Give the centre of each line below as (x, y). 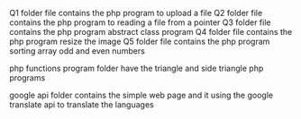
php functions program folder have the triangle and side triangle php (137, 68)
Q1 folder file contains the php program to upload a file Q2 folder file (136, 13)
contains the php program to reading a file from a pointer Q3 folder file (140, 22)
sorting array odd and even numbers (78, 51)
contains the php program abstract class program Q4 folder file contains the (151, 32)
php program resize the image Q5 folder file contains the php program (140, 41)
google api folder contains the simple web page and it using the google (141, 95)
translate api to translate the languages (82, 105)
